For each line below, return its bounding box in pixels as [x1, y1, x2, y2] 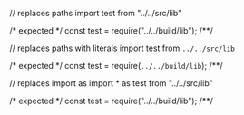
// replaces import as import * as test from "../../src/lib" [9, 78, 213, 89]
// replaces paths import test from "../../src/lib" [9, 8, 182, 18]
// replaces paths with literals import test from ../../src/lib [9, 43, 236, 53]
